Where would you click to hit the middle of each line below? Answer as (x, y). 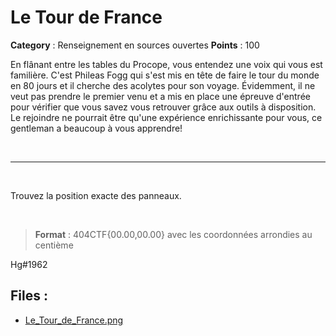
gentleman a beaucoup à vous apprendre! (96, 128)
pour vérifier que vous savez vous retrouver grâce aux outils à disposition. (163, 107)
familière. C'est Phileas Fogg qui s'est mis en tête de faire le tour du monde (165, 75)
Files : (29, 296)
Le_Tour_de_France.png (74, 320)
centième (54, 245)
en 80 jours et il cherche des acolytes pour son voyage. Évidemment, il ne (163, 85)
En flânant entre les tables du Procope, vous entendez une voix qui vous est (166, 64)
